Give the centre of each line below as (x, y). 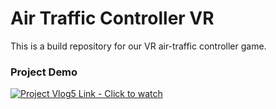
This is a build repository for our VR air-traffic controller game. (138, 46)
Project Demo (44, 72)
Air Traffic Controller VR (112, 18)
